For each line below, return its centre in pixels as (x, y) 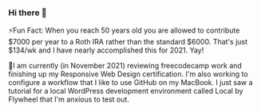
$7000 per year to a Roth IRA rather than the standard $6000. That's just (128, 42)
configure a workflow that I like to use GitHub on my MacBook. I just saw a (130, 83)
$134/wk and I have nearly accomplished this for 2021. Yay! (106, 50)
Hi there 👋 (28, 13)
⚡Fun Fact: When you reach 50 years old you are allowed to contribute (124, 30)
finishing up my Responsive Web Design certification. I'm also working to (129, 74)
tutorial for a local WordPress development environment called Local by (126, 91)
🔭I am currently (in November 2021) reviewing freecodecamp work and (125, 66)
